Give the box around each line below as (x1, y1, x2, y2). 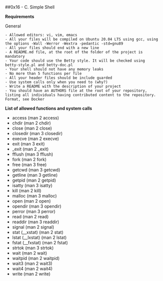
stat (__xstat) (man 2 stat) (12, 230, 63, 235)
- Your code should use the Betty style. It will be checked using (5, 58, 145, 63)
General (5, 23, 21, 29)
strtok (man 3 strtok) (12, 245, 54, 251)
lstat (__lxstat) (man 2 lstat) (12, 234, 67, 240)
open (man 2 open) (12, 198, 51, 204)
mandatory (5, 54, 25, 59)
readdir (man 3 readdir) (12, 219, 60, 225)
